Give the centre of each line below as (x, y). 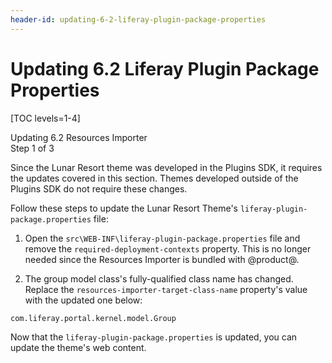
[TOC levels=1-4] (45, 118)
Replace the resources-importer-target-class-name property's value (166, 289)
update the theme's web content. (78, 347)
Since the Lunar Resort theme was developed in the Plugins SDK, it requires (166, 167)
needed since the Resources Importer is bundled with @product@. (162, 259)
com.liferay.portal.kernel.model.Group (93, 318)
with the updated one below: (83, 300)
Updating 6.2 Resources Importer (79, 137)
